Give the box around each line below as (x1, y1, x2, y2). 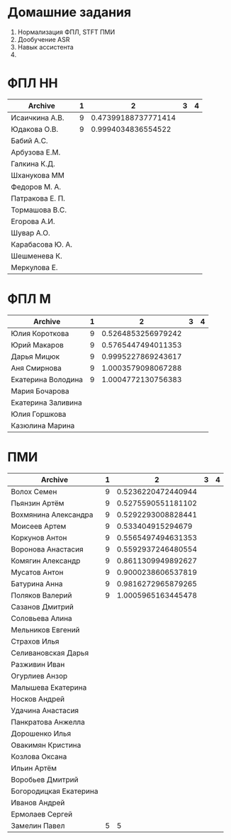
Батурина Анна (11, 578, 63, 588)
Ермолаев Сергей (11, 809, 73, 819)
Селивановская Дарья (11, 648, 89, 658)
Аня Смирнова (11, 363, 62, 373)
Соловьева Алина (11, 613, 72, 623)
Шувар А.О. (11, 228, 51, 237)
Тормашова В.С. (11, 205, 67, 215)
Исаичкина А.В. (11, 113, 64, 123)
